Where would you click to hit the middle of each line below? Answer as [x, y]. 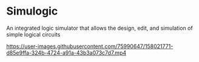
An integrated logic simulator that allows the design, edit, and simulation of [99, 28]
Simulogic [32, 11]
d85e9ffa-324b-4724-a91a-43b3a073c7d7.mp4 [66, 52]
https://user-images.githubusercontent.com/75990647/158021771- [90, 46]
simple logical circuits [33, 34]
